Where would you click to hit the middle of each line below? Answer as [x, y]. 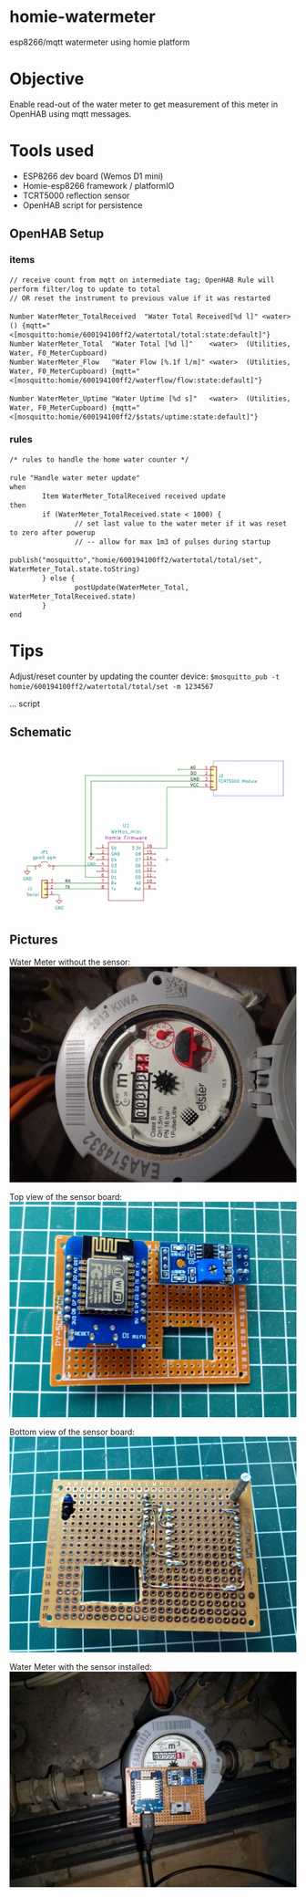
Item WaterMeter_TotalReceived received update [134, 496]
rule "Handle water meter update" [75, 478]
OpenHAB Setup [57, 234]
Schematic [41, 732]
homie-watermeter [83, 17]
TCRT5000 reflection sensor [76, 195]
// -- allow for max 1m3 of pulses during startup [173, 542]
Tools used [52, 151]
